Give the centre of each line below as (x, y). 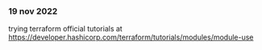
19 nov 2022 (33, 11)
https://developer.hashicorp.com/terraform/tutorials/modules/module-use (131, 37)
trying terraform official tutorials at (65, 29)
